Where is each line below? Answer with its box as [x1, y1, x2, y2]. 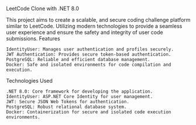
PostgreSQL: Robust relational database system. [6, 104, 127, 110]
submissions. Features [6, 35, 60, 42]
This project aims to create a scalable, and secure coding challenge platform [6, 16, 191, 23]
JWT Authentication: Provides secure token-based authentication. [6, 52, 171, 58]
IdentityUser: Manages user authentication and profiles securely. [6, 46, 174, 52]
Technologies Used [6, 77, 53, 84]
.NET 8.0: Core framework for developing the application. [6, 89, 153, 94]
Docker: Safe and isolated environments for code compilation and [6, 62, 171, 67]
